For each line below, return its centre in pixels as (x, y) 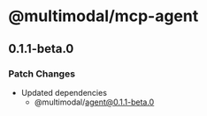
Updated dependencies (64, 92)
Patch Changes (42, 74)
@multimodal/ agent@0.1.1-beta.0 (94, 102)
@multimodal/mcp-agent (103, 16)
